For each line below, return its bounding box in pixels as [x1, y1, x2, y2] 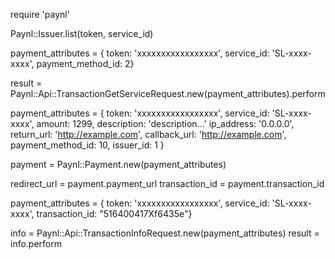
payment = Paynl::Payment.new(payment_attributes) [10, 159, 227, 170]
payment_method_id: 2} [36, 58, 135, 69]
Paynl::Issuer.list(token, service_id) [10, 28, 154, 39]
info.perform [10, 238, 63, 249]
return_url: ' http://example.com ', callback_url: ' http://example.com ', [10, 129, 287, 140]
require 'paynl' [10, 9, 70, 20]
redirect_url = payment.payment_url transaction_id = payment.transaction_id [10, 178, 325, 189]
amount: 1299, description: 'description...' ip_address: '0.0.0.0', [36, 118, 295, 129]
